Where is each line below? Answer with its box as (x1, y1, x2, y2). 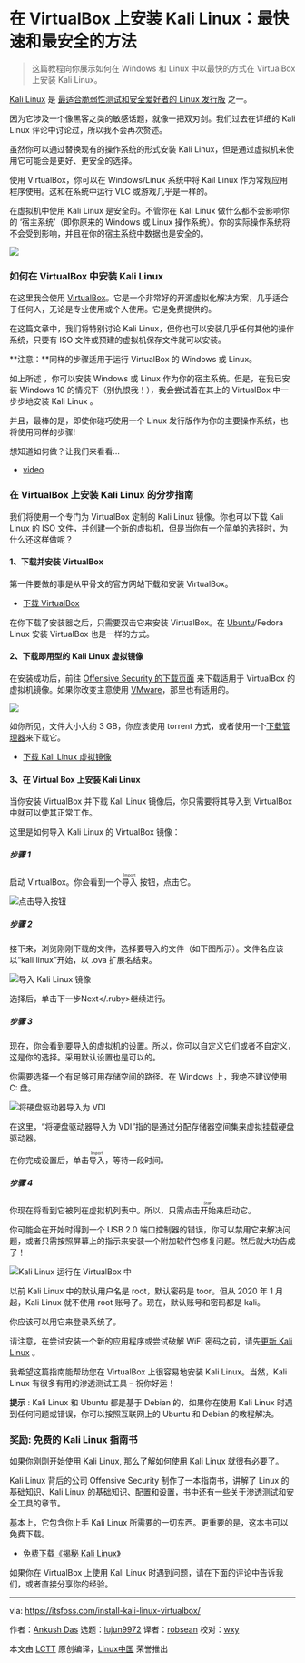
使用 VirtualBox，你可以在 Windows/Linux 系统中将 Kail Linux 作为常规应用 (9, 174, 289, 185)
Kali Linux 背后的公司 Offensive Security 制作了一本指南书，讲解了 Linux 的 (9, 1475, 290, 1486)
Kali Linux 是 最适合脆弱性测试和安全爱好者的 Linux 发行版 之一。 (9, 93, 252, 105)
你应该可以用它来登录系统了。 (9, 1316, 121, 1327)
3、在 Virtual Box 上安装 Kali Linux (9, 774, 141, 785)
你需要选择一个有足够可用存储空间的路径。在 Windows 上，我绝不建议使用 (9, 1071, 288, 1082)
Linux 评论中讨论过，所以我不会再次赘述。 (9, 124, 168, 135)
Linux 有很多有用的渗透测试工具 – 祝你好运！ (9, 1378, 176, 1389)
